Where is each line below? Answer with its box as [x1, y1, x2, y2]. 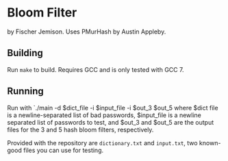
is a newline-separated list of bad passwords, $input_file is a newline [7, 111, 202, 119]
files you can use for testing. [23, 146, 104, 154]
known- [199, 138, 221, 147]
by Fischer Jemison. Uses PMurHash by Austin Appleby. [7, 27, 166, 36]
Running [7, 86, 45, 97]
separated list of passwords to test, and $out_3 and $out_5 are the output [7, 118, 214, 126]
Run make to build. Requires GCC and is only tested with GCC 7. [7, 65, 184, 73]
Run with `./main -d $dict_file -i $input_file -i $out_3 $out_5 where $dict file [7, 103, 218, 112]
